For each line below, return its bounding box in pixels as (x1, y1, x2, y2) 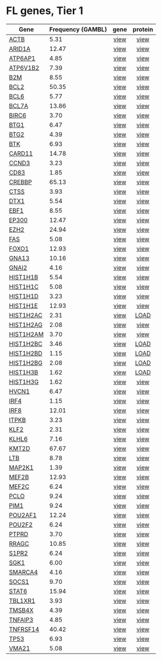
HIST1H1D (9, 292, 39, 300)
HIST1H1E (9, 302, 38, 310)
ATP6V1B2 (9, 63, 40, 71)
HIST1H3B (9, 368, 38, 376)
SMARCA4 (9, 568, 38, 576)
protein (132, 25, 153, 33)
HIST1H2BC (9, 340, 43, 348)
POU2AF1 (9, 511, 37, 519)
